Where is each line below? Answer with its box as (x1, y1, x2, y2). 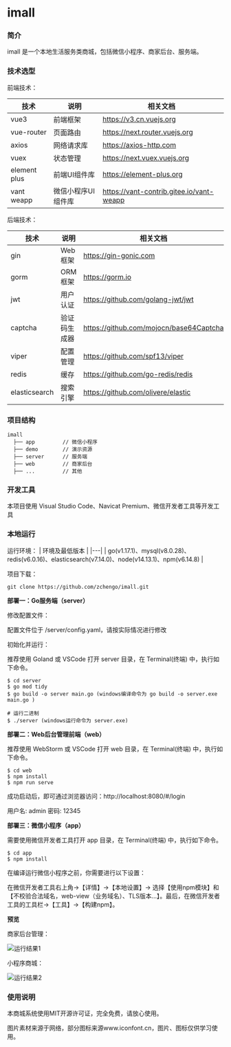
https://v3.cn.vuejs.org (102, 114, 177, 124)
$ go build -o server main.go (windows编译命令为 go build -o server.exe (7, 690, 218, 698)
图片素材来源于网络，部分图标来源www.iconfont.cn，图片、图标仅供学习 (7, 1024, 212, 1032)
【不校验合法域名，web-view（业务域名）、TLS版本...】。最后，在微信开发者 (7, 892, 221, 900)
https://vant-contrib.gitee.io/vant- (102, 186, 214, 196)
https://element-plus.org (102, 169, 184, 179)
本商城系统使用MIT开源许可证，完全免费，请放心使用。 (7, 1009, 163, 1017)
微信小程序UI (53, 186, 95, 195)
